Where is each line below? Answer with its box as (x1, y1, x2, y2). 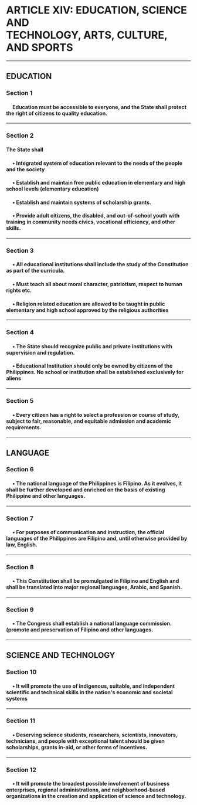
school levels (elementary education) (6, 185, 99, 192)
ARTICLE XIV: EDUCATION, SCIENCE (6, 4, 188, 17)
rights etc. (6, 287, 32, 294)
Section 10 (6, 668, 37, 676)
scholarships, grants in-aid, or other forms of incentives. (6, 744, 148, 751)
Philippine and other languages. (6, 492, 86, 500)
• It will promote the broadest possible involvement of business (12, 780, 170, 787)
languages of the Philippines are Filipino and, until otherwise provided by (6, 535, 188, 542)
